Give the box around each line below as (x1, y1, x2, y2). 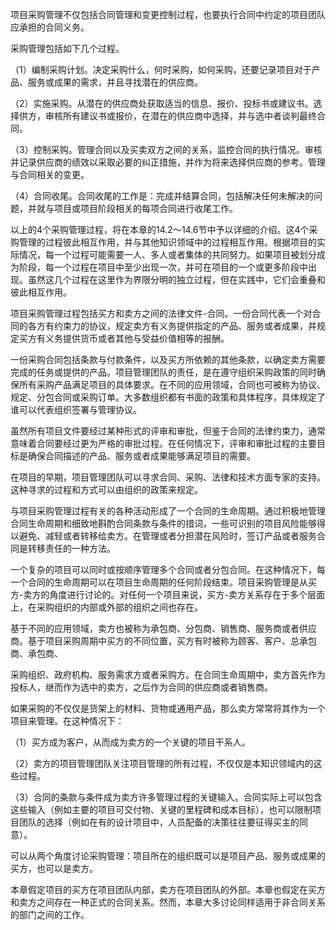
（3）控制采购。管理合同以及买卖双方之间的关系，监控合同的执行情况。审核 (10, 144, 323, 155)
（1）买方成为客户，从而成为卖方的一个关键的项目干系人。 (10, 736, 251, 748)
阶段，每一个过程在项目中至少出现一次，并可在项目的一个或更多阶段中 (18, 261, 308, 273)
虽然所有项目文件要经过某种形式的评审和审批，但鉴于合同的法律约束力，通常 (10, 425, 326, 437)
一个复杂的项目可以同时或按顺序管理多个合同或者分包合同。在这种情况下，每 (10, 564, 326, 575)
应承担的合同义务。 (10, 21, 90, 33)
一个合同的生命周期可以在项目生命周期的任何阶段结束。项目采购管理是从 (10, 576, 308, 588)
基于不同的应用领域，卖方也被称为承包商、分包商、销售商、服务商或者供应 (10, 623, 317, 634)
